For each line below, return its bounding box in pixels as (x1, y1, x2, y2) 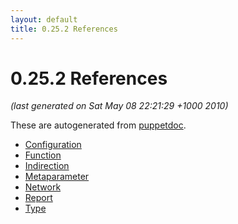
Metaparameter (24, 171, 90, 183)
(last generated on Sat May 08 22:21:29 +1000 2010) (10, 100, 229, 112)
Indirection (24, 160, 70, 172)
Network (24, 181, 62, 193)
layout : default (10, 14, 78, 25)
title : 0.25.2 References (10, 24, 118, 34)
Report (24, 192, 53, 204)
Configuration (24, 139, 82, 151)
